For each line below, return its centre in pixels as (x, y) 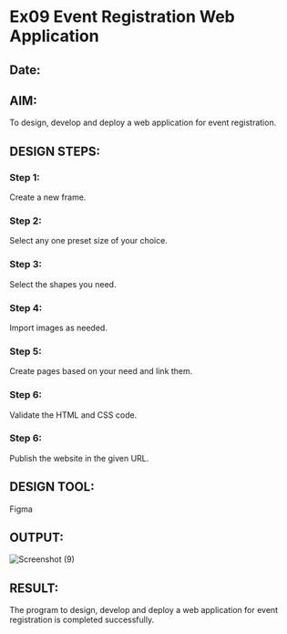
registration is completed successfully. (82, 620)
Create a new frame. (48, 197)
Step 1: (25, 177)
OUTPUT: (36, 538)
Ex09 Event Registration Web (122, 17)
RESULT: (34, 588)
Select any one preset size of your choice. (89, 241)
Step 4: (26, 307)
